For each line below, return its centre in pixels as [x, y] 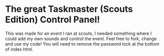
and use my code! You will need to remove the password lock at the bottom [82, 44]
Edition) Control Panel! [53, 20]
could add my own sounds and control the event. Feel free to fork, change [81, 39]
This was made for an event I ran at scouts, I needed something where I [79, 33]
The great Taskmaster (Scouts [69, 9]
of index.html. [19, 49]
